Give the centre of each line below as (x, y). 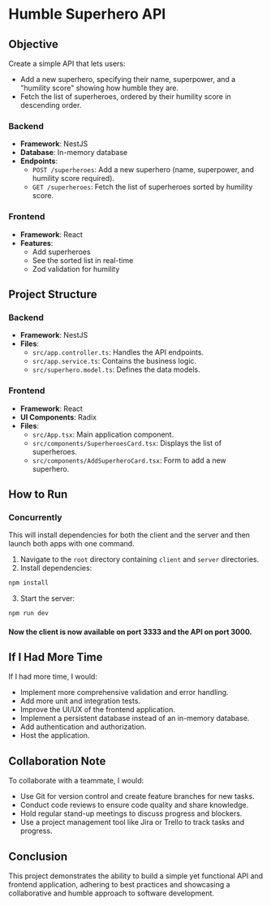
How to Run (38, 494)
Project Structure (53, 294)
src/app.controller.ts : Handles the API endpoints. (118, 352)
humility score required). (73, 179)
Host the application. (55, 736)
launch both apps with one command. (72, 544)
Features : (37, 243)
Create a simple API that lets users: (67, 63)
